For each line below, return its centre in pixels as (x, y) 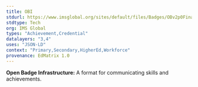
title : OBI (19, 12)
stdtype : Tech (24, 22)
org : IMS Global (26, 28)
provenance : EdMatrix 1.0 (38, 56)
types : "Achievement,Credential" (47, 34)
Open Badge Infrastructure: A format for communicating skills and (88, 72)
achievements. (24, 79)
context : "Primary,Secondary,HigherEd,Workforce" (68, 50)
